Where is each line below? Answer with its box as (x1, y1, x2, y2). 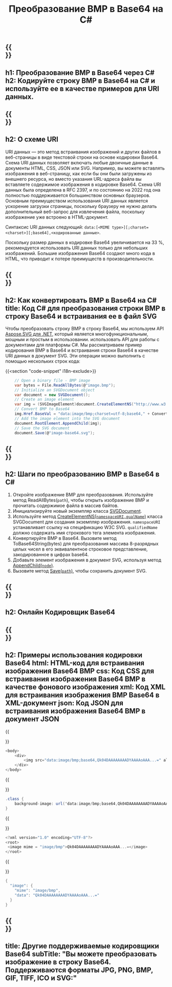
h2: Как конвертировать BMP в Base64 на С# (5, 296, 157, 305)
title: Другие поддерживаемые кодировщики (5, 942, 160, 951)
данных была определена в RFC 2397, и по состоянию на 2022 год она (5, 186, 161, 193)
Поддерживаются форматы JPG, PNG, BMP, (5, 966, 154, 975)
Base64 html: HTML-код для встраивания (5, 659, 145, 667)
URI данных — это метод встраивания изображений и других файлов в (5, 149, 161, 155)
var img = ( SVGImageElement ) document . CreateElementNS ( (14, 402, 134, 407)
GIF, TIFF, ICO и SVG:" (5, 974, 77, 982)
